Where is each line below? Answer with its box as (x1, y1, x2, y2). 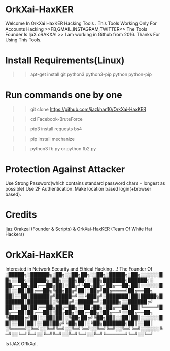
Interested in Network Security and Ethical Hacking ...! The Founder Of (5, 266, 153, 272)
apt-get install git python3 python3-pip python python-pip (30, 71, 152, 77)
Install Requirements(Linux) (5, 55, 125, 66)
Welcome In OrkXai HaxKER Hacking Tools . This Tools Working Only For (5, 20, 157, 26)
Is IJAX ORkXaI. (5, 340, 38, 347)
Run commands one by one (5, 89, 123, 101)
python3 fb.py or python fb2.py (30, 145, 96, 151)
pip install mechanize (30, 136, 75, 142)
